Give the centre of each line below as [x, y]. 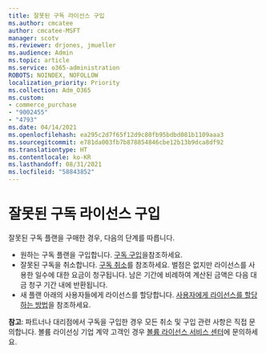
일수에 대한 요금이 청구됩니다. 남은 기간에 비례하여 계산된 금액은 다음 [142, 275]
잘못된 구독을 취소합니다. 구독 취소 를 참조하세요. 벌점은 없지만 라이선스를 [133, 264]
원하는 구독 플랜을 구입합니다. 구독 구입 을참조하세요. [101, 255]
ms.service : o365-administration [64, 68]
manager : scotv [34, 38]
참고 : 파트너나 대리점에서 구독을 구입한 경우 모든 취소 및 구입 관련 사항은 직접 [128, 322]
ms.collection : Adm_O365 [50, 90]
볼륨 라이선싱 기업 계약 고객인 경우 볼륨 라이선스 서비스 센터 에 [134, 331]
